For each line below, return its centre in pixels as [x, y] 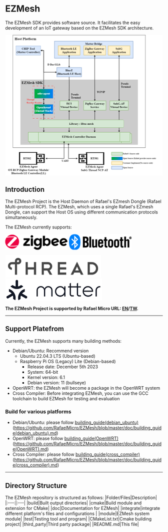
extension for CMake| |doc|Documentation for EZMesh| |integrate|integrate [83, 508]
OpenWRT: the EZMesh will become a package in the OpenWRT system [86, 388]
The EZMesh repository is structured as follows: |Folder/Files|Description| [81, 497]
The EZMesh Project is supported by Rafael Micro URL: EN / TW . [72, 309]
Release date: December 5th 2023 [63, 367]
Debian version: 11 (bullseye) [57, 382]
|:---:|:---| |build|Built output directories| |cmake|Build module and [73, 503]
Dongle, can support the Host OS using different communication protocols [82, 212]
